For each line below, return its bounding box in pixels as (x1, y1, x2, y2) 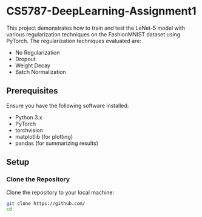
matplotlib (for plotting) (15, 133, 73, 140)
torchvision (15, 126, 44, 134)
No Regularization (15, 48, 60, 56)
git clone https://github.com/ (6, 201, 86, 207)
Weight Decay (15, 62, 50, 69)
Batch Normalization (15, 68, 67, 75)
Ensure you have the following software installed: (6, 102, 129, 109)
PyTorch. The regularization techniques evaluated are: (6, 37, 141, 44)
